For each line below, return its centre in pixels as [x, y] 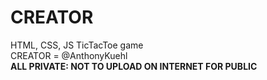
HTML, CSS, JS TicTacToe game [77, 45]
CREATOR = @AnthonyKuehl [69, 55]
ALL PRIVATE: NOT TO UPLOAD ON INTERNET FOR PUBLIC [134, 66]
